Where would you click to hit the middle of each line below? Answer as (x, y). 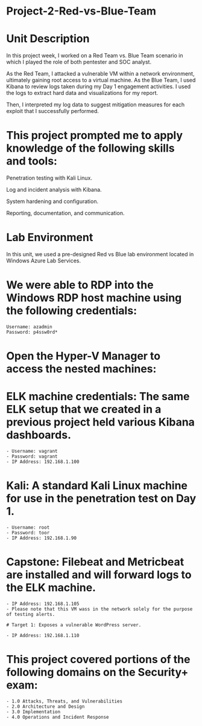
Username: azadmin (29, 327)
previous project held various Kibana (100, 422)
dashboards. (39, 435)
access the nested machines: (81, 369)
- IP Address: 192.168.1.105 (43, 604)
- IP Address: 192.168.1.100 (43, 462)
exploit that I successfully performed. (53, 111)
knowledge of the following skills (90, 148)
